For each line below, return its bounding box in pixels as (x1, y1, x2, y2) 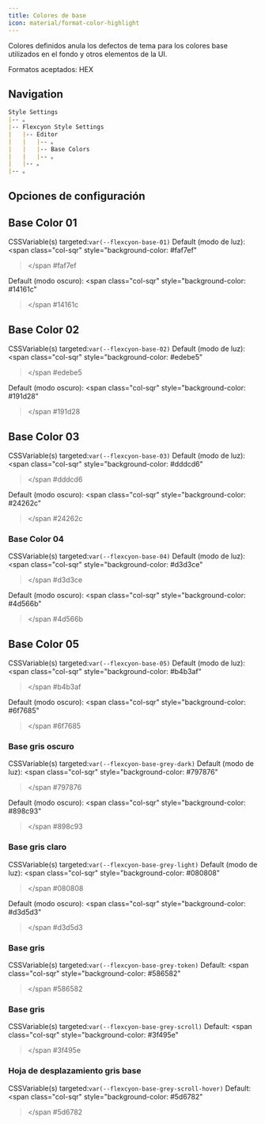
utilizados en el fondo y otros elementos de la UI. (8, 49, 168, 59)
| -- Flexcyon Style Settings (8, 124, 104, 131)
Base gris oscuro (8, 741, 74, 753)
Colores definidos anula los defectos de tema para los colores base (8, 40, 228, 50)
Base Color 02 (8, 322, 80, 337)
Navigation (8, 87, 63, 101)
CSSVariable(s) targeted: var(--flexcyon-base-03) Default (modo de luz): (8, 451, 245, 460)
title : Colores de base (8, 11, 87, 20)
